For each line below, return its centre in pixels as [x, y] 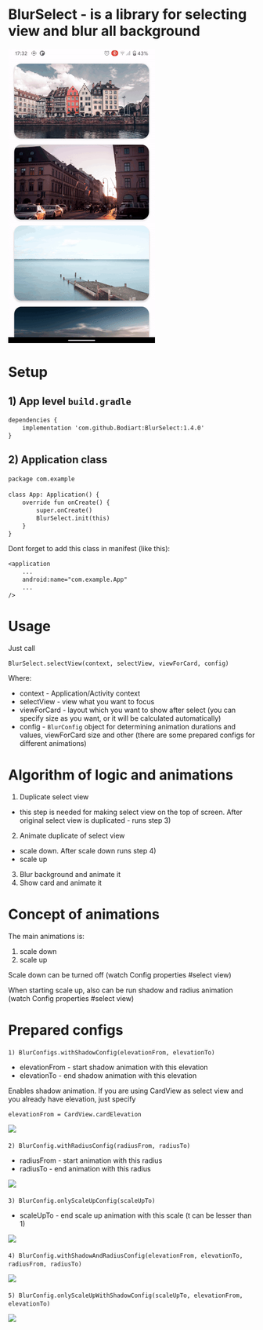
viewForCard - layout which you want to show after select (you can [128, 710]
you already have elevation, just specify [72, 1099]
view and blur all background [104, 31]
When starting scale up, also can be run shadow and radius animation [121, 990]
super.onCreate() [64, 510]
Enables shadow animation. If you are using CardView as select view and [126, 1091]
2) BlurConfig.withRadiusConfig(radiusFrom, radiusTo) [99, 1145]
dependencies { [33, 420]
